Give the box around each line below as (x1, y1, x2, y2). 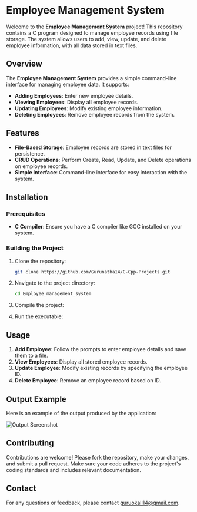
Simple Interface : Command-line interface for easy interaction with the (14, 169, 188, 176)
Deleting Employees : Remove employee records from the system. (14, 111, 175, 118)
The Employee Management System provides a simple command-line (6, 74, 178, 81)
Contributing (6, 438, 54, 448)
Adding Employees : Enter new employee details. (14, 92, 133, 99)
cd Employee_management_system (14, 291, 92, 297)
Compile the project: (14, 302, 65, 309)
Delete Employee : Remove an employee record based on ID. (14, 377, 162, 384)
